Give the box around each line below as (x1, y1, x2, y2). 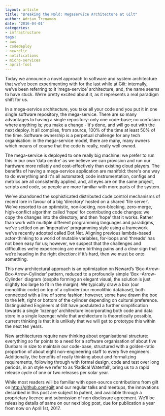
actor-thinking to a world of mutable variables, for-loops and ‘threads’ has (5, 235, 155, 242)
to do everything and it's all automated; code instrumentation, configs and (5, 173, 156, 179)
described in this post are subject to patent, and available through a (5, 390, 142, 396)
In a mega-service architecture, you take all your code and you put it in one (5, 106, 158, 112)
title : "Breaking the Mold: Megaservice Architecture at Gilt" (5, 12, 138, 17)
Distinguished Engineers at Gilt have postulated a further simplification (5, 303, 148, 309)
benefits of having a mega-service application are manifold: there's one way (5, 168, 160, 174)
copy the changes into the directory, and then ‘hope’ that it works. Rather (5, 214, 154, 220)
